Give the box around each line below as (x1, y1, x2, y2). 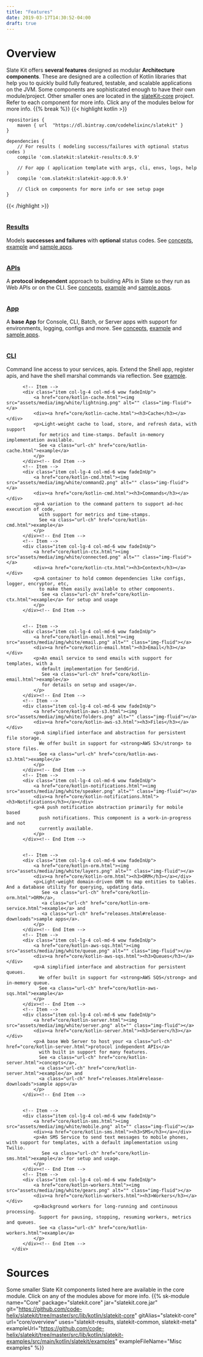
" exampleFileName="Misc (115, 1338, 182, 1345)
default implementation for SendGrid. (41, 665, 140, 672)
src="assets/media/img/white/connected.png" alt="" (6, 554, 140, 560)
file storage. (6, 735, 43, 741)
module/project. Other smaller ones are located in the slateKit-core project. (6, 92, 194, 100)
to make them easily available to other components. (38, 586, 175, 592)
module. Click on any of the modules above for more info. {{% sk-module (6, 1293, 190, 1300)
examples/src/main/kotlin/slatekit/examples (6, 1338, 115, 1345)
